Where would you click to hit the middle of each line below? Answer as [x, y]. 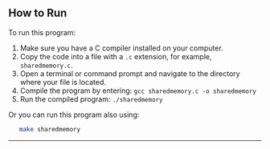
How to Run [38, 13]
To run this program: [42, 32]
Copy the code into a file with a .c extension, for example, [116, 56]
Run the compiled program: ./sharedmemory [91, 99]
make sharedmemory [50, 129]
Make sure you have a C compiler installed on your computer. [121, 48]
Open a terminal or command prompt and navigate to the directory [130, 73]
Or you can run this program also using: [74, 115]
